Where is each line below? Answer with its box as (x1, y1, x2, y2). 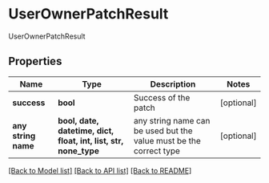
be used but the (133, 125, 194, 136)
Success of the (133, 91, 191, 103)
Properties (8, 55, 62, 68)
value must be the (133, 135, 202, 146)
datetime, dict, (57, 125, 114, 136)
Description (150, 78, 196, 89)
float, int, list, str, (57, 135, 124, 146)
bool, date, (57, 115, 99, 126)
